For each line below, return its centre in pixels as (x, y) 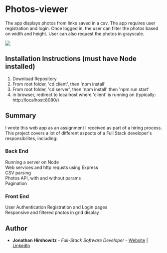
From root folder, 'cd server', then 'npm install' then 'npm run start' (81, 89)
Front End (17, 196)
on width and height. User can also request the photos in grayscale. (75, 33)
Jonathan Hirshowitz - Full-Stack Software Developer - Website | (80, 240)
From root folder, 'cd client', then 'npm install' (59, 84)
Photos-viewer (37, 9)
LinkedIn (21, 245)
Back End (17, 151)
